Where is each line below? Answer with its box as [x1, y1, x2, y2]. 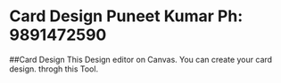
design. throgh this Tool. [9, 64, 99, 74]
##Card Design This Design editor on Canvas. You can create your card [9, 54, 273, 64]
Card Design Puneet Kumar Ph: [9, 6, 244, 26]
